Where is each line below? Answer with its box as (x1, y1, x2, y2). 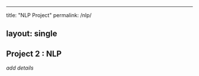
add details (6, 64, 34, 71)
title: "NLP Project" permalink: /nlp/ (6, 12, 92, 18)
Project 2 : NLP (6, 48, 62, 59)
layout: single (6, 29, 57, 39)
